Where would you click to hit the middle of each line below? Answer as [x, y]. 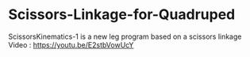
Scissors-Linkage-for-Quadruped [122, 15]
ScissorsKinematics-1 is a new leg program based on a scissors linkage [125, 36]
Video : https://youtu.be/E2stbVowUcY [71, 44]
